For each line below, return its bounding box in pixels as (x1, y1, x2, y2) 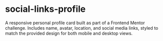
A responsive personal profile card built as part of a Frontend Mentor (5, 20, 145, 26)
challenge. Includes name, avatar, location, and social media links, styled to (5, 25, 159, 31)
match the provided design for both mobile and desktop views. (5, 30, 133, 36)
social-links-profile (5, 3, 86, 15)
